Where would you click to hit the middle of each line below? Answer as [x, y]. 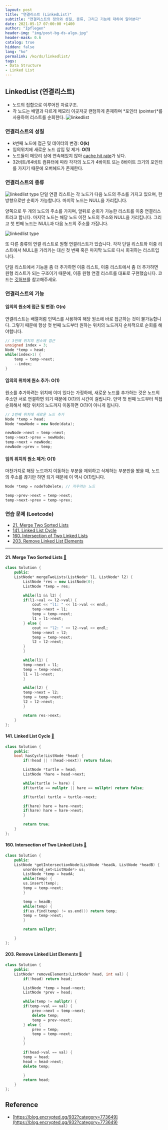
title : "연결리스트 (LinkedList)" [38, 14]
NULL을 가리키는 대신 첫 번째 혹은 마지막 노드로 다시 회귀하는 [82, 250]
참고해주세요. [44, 279]
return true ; [37, 824]
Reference [22, 1105]
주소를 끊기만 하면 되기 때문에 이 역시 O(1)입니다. [58, 477]
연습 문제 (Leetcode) [29, 514]
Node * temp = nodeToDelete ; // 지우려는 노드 [50, 486]
